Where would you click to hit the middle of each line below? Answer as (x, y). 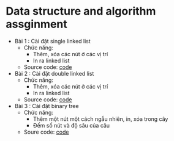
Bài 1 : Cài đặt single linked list (53, 41)
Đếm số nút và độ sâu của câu (71, 125)
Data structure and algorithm (81, 11)
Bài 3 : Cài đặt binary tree (47, 106)
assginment (37, 24)
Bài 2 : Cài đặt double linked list (54, 73)
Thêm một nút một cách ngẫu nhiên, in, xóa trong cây (100, 119)
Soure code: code (46, 132)
